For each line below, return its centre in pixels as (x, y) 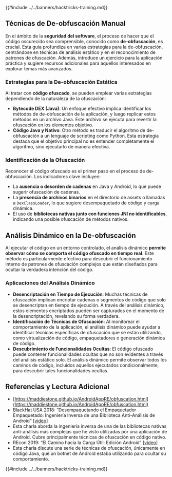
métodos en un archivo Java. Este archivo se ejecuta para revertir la (84, 120)
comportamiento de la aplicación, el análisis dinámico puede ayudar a (87, 327)
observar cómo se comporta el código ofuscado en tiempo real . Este (80, 253)
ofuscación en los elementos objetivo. (53, 125)
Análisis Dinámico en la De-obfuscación (71, 235)
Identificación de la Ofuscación (45, 160)
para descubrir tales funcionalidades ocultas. (61, 370)
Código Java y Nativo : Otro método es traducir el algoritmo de (79, 130)
